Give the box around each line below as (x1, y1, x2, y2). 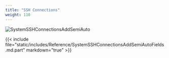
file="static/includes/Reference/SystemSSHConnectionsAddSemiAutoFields (5, 41, 164, 47)
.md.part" (5, 47, 25, 53)
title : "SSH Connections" (5, 7, 60, 13)
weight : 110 (5, 12, 30, 17)
